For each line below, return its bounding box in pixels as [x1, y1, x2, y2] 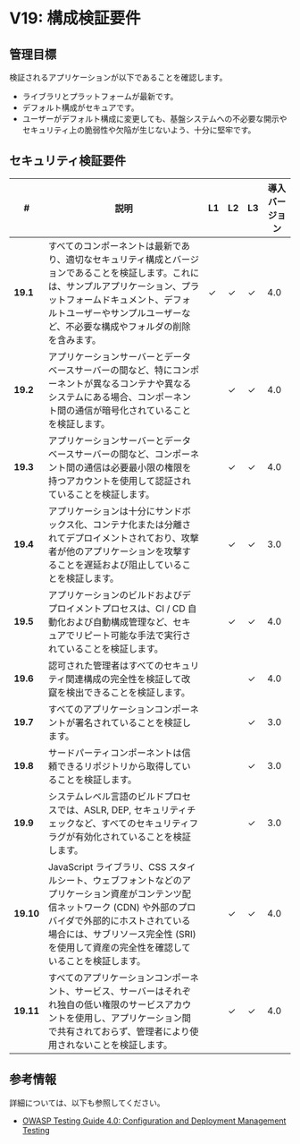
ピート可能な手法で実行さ [83, 628, 192, 641]
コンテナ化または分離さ [92, 518, 192, 531]
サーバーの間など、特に [74, 363, 172, 376]
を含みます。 [47, 333, 102, 346]
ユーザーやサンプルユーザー [65, 306, 182, 319]
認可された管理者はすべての [47, 659, 163, 671]
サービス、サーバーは [74, 985, 165, 997]
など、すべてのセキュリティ [74, 816, 190, 829]
